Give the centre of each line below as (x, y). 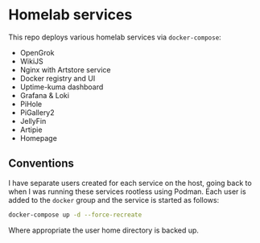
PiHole (31, 104)
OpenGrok (37, 52)
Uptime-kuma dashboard (62, 87)
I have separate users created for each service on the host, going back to (130, 183)
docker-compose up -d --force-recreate (75, 215)
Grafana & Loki (45, 95)
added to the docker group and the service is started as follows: (114, 200)
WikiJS (32, 61)
